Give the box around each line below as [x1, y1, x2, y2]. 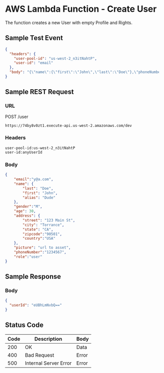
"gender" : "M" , [14, 204, 42, 209]
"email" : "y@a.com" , [14, 177, 54, 182]
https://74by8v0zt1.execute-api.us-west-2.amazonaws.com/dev [5, 123, 132, 128]
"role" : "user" [14, 254, 42, 259]
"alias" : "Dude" [22, 195, 56, 200]
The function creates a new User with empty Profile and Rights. [5, 20, 133, 25]
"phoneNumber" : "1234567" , [14, 250, 67, 255]
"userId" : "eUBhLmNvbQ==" [9, 303, 62, 308]
